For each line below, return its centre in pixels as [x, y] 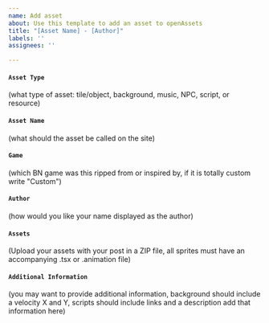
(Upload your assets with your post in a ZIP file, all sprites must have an [126, 251]
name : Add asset [35, 16]
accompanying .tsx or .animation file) [69, 260]
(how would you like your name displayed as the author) [101, 216]
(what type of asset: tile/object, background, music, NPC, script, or [119, 95]
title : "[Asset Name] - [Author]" [66, 31]
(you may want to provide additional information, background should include [134, 294]
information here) [37, 311]
